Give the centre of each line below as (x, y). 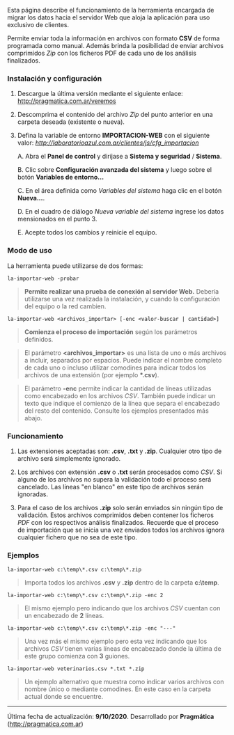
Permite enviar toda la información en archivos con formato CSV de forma (114, 38)
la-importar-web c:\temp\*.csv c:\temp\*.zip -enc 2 (85, 595)
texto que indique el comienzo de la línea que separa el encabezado (122, 403)
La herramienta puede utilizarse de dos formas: (75, 266)
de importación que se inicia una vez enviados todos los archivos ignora (121, 530)
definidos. (39, 339)
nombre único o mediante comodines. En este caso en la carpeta (117, 689)
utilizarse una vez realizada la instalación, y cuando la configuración (122, 299)
